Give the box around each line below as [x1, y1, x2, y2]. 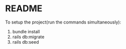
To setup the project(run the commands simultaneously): [5, 19, 122, 25]
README [5, 3, 43, 14]
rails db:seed [12, 39, 39, 45]
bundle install [12, 28, 40, 34]
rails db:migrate [12, 34, 45, 40]
